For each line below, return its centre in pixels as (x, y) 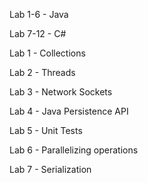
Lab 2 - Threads (42, 72)
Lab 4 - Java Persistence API (69, 111)
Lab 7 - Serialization (50, 169)
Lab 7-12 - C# (38, 33)
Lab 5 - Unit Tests (46, 130)
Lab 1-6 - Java (39, 14)
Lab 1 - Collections (47, 53)
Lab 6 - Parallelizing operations (74, 150)
